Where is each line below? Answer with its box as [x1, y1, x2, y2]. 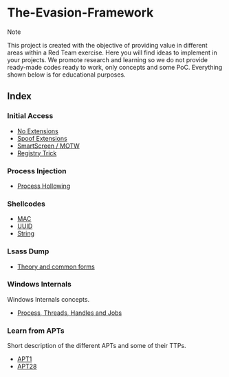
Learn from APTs [7, 326, 65, 336]
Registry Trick [17, 148, 57, 157]
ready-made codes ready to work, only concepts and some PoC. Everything [7, 63, 223, 71]
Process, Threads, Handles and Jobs [17, 309, 122, 317]
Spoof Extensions [17, 134, 67, 142]
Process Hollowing [17, 182, 71, 190]
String [17, 229, 35, 238]
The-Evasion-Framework [7, 5, 154, 21]
